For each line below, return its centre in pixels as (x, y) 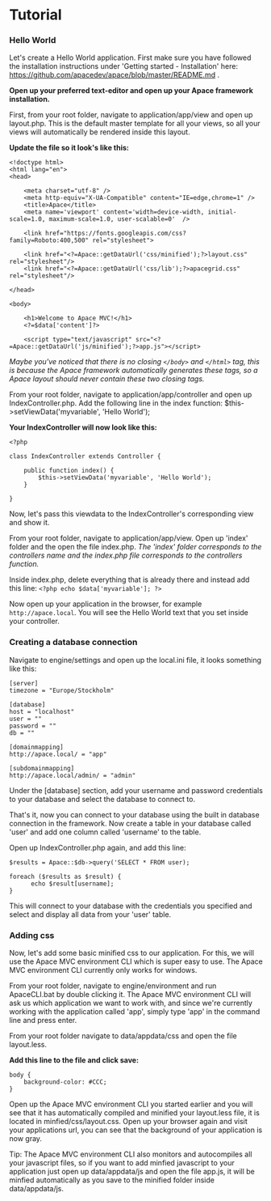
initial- (222, 212)
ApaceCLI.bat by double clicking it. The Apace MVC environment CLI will (130, 995)
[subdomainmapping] (42, 768)
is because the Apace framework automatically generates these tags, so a (133, 371)
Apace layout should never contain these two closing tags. (107, 379)
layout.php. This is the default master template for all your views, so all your (135, 124)
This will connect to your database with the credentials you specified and (131, 906)
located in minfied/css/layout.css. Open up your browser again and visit (129, 1122)
